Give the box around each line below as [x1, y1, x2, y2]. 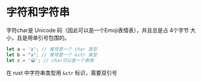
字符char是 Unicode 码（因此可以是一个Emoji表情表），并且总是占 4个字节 [6, 27, 189, 34]
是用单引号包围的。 [22, 34, 70, 41]
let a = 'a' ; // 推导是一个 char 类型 [6, 46, 98, 52]
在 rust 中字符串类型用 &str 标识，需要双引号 [6, 69, 118, 76]
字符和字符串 [6, 5, 71, 19]
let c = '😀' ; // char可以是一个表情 [6, 57, 94, 63]
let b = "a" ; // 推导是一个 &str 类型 [6, 52, 98, 58]
